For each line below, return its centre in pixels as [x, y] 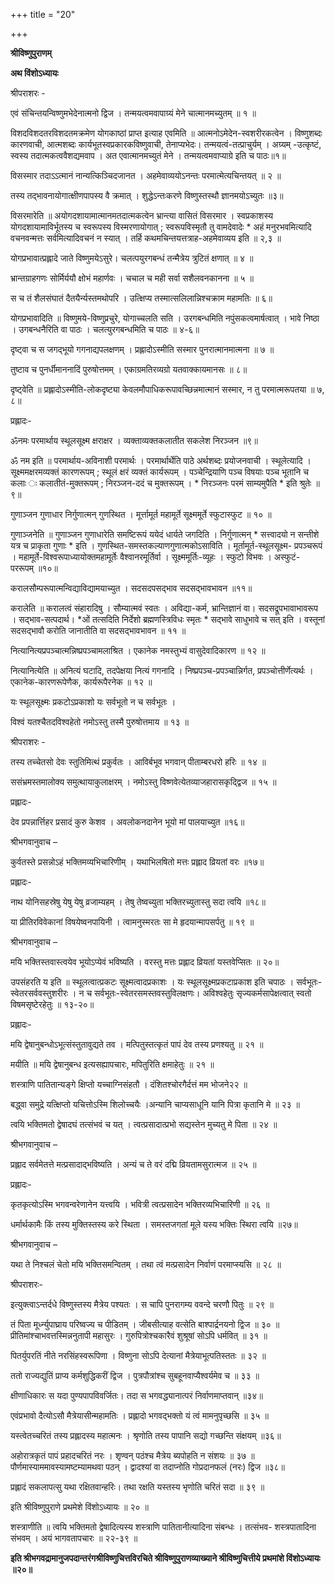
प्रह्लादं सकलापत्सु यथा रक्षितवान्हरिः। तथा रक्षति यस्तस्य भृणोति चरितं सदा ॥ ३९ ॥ [137, 1487]
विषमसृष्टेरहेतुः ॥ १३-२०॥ [52, 1004]
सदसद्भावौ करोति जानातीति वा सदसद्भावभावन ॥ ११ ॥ [98, 630]
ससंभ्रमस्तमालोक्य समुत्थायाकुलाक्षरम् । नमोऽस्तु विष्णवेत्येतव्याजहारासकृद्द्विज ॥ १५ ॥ [143, 782]
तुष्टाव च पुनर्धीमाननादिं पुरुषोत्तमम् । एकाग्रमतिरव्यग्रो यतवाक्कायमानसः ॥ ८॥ [129, 369]
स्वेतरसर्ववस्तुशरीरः [39, 993]
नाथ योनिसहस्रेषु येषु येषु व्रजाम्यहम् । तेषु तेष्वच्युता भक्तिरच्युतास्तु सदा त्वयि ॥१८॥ [138, 902]
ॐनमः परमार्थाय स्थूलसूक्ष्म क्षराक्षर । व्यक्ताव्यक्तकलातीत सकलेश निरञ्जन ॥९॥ [134, 440]
